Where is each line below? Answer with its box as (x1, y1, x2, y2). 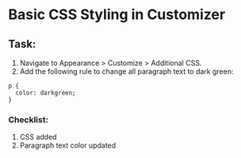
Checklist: (8, 114, 49, 125)
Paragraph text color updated (19, 141, 117, 150)
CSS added (19, 133, 57, 142)
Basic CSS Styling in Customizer (8, 6, 226, 24)
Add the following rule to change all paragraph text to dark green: (19, 67, 234, 76)
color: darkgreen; (15, 89, 77, 97)
